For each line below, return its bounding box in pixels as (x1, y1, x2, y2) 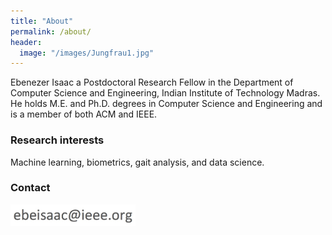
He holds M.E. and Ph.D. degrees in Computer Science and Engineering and (10, 98, 323, 110)
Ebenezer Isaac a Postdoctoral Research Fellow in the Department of (10, 76, 294, 89)
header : (10, 37, 43, 47)
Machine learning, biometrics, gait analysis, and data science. (10, 156, 265, 168)
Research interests (10, 133, 105, 147)
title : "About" (10, 16, 74, 26)
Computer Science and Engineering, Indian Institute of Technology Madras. (10, 87, 321, 99)
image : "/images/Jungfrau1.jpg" (19, 48, 155, 58)
